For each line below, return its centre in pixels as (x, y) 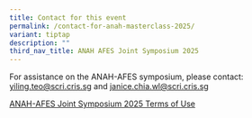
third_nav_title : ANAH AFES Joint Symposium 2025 (104, 51)
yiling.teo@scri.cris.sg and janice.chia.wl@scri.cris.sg (109, 86)
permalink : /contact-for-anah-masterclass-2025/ (102, 26)
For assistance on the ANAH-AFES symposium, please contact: (126, 77)
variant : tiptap (40, 34)
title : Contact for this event (68, 18)
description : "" (40, 43)
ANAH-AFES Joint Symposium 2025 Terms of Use (103, 104)
